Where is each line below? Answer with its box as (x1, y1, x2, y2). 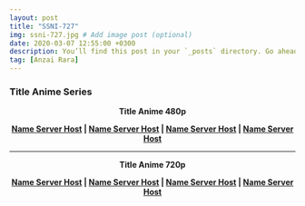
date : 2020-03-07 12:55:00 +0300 (9, 38, 136, 48)
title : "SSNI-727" (9, 22, 79, 31)
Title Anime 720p (119, 160, 186, 171)
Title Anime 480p (119, 106, 186, 117)
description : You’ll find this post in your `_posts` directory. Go (9, 47, 274, 56)
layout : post (9, 13, 59, 23)
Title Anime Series (9, 85, 93, 98)
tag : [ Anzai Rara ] (9, 55, 79, 64)
